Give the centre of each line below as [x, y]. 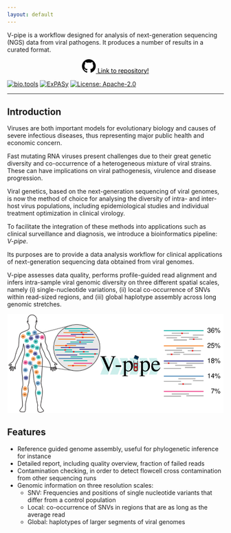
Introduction [34, 112]
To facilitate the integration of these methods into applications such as [107, 227]
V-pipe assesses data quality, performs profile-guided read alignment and [112, 275]
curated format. [29, 49]
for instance [34, 456]
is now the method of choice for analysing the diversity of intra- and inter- [112, 199]
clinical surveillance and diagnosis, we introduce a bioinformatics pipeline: [112, 234]
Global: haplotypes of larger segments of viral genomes [106, 521]
